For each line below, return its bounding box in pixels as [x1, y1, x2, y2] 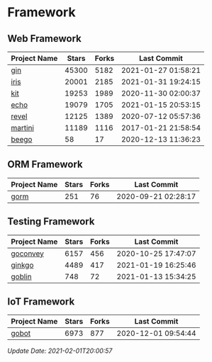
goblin [11, 271, 32, 281]
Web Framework [7, 33, 82, 45]
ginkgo [11, 260, 34, 270]
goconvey [11, 249, 45, 259]
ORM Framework [7, 159, 83, 171]
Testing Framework [7, 215, 95, 227]
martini [11, 123, 34, 132]
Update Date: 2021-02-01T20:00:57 [7, 346, 113, 355]
